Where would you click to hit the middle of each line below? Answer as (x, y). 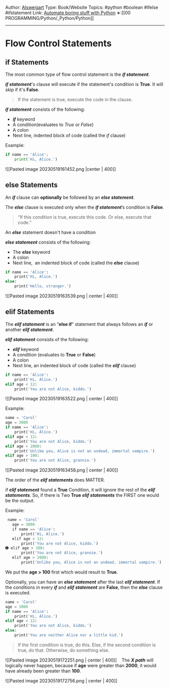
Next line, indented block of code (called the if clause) (69, 135)
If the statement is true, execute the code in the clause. (75, 99)
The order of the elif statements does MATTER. (55, 480)
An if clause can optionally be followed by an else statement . (70, 197)
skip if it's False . (22, 89)
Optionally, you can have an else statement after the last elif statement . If (83, 582)
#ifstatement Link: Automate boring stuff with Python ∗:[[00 (68, 13)
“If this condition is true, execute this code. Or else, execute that (84, 217)
